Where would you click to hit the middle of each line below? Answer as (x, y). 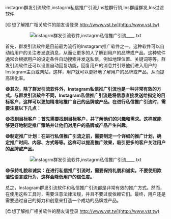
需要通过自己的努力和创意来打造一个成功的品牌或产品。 (63, 200)
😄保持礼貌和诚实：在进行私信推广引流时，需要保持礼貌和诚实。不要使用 (81, 170)
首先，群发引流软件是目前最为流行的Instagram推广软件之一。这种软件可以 (83, 46)
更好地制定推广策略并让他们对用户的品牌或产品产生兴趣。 (70, 125)
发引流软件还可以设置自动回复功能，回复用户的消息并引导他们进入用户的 (81, 65)
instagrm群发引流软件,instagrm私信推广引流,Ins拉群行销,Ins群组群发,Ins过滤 (85, 7)
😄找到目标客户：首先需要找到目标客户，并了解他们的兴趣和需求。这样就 (81, 119)
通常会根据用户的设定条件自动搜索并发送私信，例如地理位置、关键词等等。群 (85, 59)
